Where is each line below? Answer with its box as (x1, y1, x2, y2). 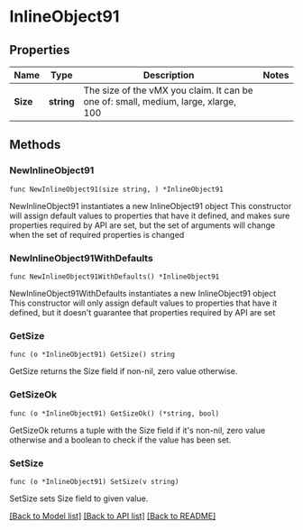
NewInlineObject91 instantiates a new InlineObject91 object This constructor (9, 200, 292, 211)
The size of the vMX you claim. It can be (83, 84, 253, 96)
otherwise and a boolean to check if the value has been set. (9, 434, 232, 445)
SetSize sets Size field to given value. (9, 493, 149, 504)
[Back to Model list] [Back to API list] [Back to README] (9, 510, 216, 521)
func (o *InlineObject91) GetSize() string (9, 350, 176, 360)
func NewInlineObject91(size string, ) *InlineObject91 (9, 185, 224, 194)
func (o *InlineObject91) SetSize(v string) (9, 477, 179, 486)
